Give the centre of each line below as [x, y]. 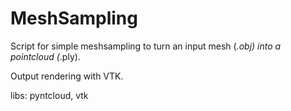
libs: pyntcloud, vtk [49, 95]
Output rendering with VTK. [67, 76]
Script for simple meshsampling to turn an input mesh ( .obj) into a [146, 46]
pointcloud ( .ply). [45, 56]
